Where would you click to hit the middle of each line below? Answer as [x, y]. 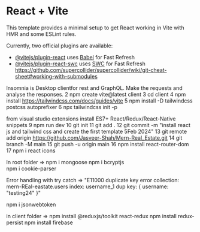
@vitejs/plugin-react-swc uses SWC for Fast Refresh [80, 64]
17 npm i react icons [31, 150]
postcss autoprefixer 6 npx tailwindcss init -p [62, 107]
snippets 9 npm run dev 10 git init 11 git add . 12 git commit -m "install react [98, 125]
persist [15, 222]
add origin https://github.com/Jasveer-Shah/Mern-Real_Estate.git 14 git [94, 138]
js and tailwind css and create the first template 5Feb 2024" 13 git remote [97, 131]
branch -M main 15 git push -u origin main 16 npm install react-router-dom [98, 144]
